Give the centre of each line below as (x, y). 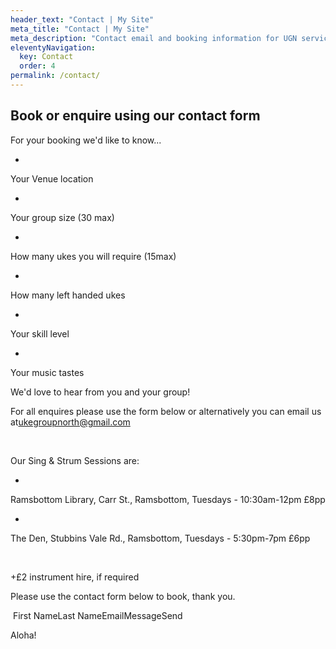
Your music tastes (47, 372)
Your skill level (40, 333)
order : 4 (37, 66)
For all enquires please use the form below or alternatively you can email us (166, 411)
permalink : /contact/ (55, 76)
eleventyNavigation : (53, 47)
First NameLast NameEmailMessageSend (97, 615)
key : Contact (46, 57)
